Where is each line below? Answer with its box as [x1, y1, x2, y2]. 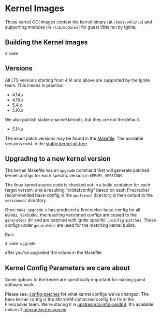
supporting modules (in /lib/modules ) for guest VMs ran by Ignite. [5, 24, 137, 30]
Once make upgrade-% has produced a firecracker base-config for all [5, 207, 141, 213]
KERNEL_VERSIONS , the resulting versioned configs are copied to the [5, 212, 137, 218]
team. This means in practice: [5, 82, 64, 88]
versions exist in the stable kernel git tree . [5, 140, 88, 146]
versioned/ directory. [5, 198, 47, 203]
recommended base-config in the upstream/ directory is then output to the [5, 192, 153, 198]
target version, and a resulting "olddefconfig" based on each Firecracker [5, 187, 150, 193]
